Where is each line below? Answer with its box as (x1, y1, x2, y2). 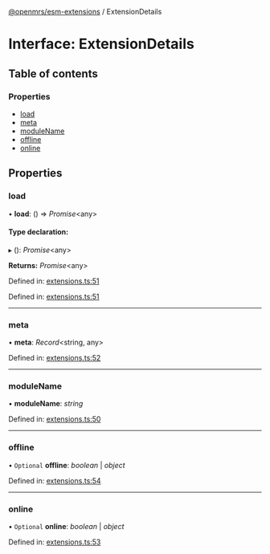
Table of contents (8, 67, 98, 80)
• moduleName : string (8, 399, 84, 409)
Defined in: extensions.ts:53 (8, 537, 101, 547)
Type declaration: (8, 227, 69, 237)
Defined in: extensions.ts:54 (8, 475, 102, 485)
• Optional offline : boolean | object (8, 460, 126, 470)
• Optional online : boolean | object (8, 521, 125, 531)
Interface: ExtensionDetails (8, 35, 194, 53)
